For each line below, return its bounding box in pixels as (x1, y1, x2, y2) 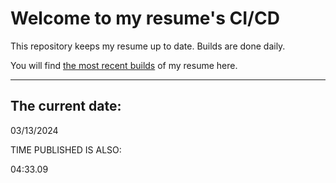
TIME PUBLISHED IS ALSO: (10, 143, 122, 156)
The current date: (10, 98, 122, 115)
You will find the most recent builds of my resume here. (10, 59, 238, 71)
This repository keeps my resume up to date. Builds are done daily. (10, 40, 286, 52)
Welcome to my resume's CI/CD (10, 7, 280, 30)
